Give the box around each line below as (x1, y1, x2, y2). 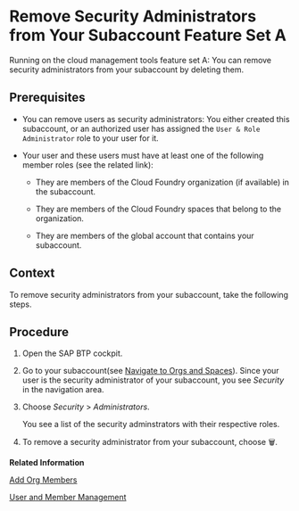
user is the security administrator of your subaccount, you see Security (21, 375, 285, 385)
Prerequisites (9, 90, 86, 105)
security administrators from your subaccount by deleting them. (9, 64, 245, 75)
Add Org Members (9, 474, 78, 485)
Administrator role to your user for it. (21, 132, 159, 144)
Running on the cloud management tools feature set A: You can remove (9, 54, 272, 65)
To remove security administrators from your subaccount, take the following (9, 289, 288, 300)
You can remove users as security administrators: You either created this (21, 113, 290, 124)
